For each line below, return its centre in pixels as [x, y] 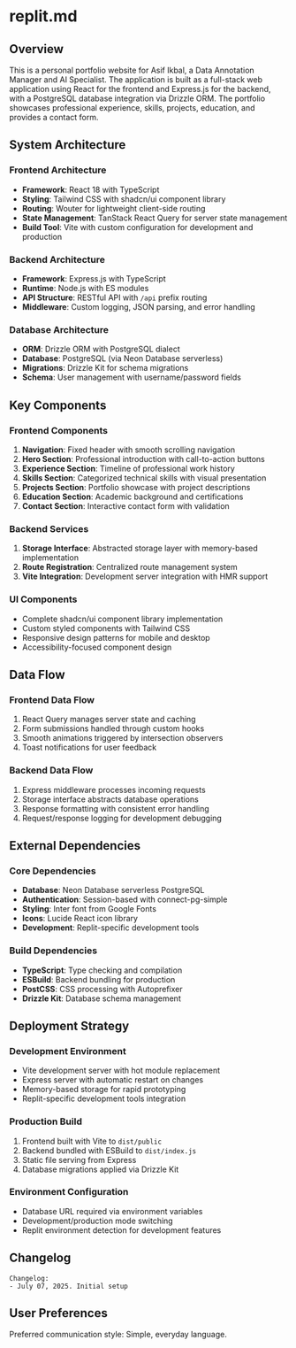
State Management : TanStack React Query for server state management [155, 218]
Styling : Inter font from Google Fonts [89, 909]
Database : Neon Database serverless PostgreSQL [113, 890]
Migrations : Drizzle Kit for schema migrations [105, 368]
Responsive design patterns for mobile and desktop [116, 637]
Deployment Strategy [69, 1025]
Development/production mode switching [98, 1221]
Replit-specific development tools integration [104, 1098]
